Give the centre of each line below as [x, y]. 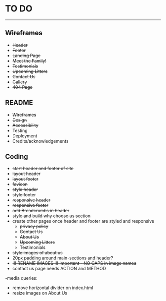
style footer [24, 195]
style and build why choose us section [51, 216]
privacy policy [34, 227]
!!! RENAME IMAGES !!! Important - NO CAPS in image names [74, 263]
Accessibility [25, 125]
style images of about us [37, 253]
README [19, 103]
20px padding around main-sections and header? [63, 258]
